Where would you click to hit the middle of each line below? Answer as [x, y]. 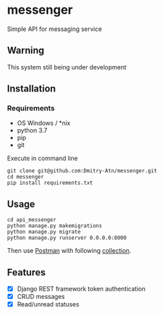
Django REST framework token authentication [81, 289]
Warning [26, 51]
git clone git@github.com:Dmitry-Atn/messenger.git [82, 171]
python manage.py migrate [44, 232]
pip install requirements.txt [50, 183]
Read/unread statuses [48, 304]
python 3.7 [32, 131]
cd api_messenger [32, 220]
